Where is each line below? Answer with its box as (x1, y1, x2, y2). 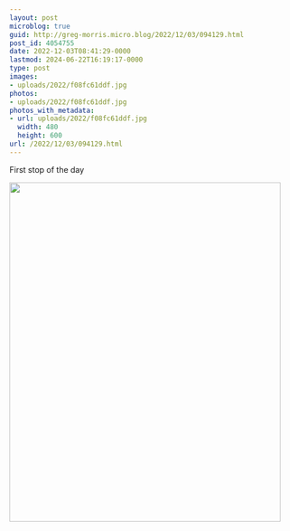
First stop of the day (9, 164, 85, 175)
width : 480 (17, 123, 59, 132)
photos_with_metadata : (9, 106, 95, 115)
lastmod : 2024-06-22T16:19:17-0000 (9, 55, 144, 64)
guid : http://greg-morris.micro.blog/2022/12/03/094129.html (9, 30, 245, 39)
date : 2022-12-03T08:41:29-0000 (9, 47, 131, 56)
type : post (9, 64, 51, 73)
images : (9, 72, 39, 81)
